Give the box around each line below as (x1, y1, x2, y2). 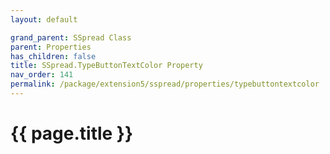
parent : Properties (10, 42, 92, 52)
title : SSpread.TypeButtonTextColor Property (10, 61, 203, 71)
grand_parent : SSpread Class (10, 32, 132, 43)
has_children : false (10, 51, 97, 61)
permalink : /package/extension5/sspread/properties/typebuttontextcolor (10, 79, 320, 90)
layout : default (10, 14, 78, 25)
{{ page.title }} (10, 122, 134, 145)
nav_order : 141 (10, 70, 74, 80)
